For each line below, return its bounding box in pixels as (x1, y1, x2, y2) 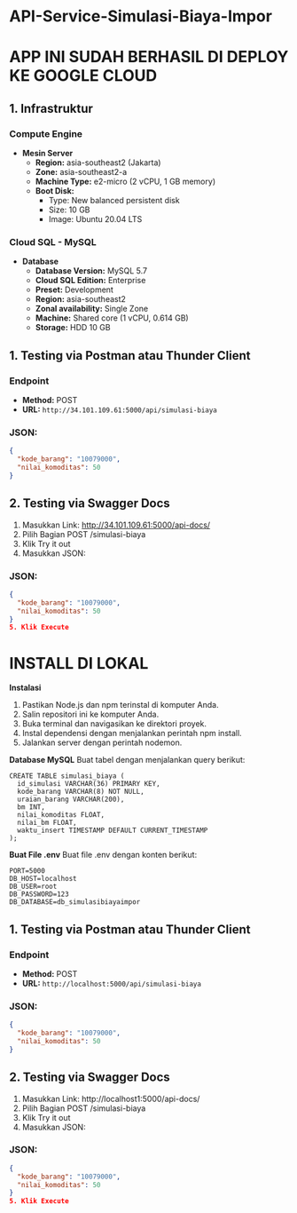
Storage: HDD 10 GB (35, 322, 111, 333)
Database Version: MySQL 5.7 (35, 266, 148, 276)
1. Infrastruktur (9, 100, 93, 116)
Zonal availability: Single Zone (35, 304, 149, 314)
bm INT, (17, 803, 46, 812)
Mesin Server (21, 148, 74, 159)
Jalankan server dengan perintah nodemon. (21, 737, 183, 748)
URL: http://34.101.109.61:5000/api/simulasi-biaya (21, 404, 217, 415)
